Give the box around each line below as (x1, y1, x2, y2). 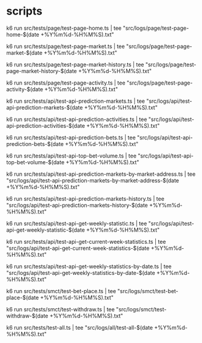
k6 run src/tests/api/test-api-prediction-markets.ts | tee (6, 97, 146, 105)
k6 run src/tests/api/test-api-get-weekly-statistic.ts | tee (6, 220, 147, 227)
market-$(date (6, 49, 42, 56)
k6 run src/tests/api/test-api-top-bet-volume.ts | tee (6, 152, 136, 159)
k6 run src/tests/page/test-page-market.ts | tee (6, 43, 126, 50)
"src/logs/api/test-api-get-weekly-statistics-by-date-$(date (6, 269, 156, 276)
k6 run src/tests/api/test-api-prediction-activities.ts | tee (6, 116, 147, 123)
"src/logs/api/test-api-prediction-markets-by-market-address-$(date (6, 176, 180, 184)
